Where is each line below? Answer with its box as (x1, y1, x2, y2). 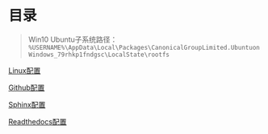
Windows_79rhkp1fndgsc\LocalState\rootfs (27, 51, 170, 59)
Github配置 (8, 83, 45, 92)
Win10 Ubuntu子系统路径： (27, 35, 118, 44)
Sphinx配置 (8, 99, 46, 109)
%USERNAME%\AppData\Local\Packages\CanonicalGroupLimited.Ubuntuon (27, 43, 260, 51)
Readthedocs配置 (8, 116, 67, 126)
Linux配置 (8, 65, 41, 75)
